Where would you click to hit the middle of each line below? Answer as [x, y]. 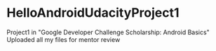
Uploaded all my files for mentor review [63, 39]
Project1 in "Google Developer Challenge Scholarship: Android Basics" [108, 32]
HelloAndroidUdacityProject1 [93, 13]
